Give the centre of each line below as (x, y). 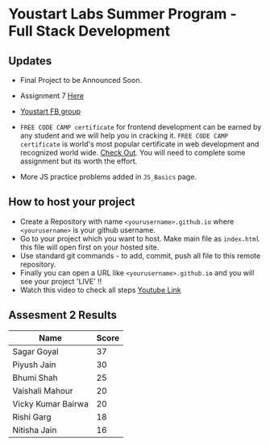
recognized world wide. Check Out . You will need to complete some (133, 153)
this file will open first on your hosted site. (89, 247)
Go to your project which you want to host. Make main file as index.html (140, 238)
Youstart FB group (50, 111)
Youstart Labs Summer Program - (123, 14)
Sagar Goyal (35, 351)
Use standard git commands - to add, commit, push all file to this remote (140, 255)
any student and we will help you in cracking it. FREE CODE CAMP (124, 135)
